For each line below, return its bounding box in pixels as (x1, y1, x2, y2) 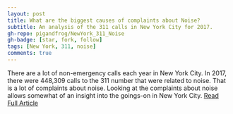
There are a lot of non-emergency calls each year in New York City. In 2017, (7, 68, 227, 77)
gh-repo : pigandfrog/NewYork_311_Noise (7, 30, 125, 37)
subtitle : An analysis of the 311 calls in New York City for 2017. (7, 23, 213, 30)
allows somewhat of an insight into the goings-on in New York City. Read (7, 91, 219, 99)
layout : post (7, 10, 46, 18)
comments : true (7, 50, 52, 57)
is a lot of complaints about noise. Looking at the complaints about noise (7, 84, 218, 92)
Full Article (7, 99, 39, 107)
